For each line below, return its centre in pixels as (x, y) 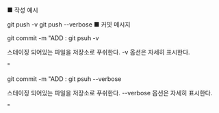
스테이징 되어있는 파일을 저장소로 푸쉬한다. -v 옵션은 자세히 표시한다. (99, 52)
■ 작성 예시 (23, 10)
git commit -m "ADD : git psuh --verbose (64, 79)
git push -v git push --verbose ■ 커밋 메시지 (69, 25)
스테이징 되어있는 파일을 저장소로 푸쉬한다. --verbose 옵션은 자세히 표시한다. (110, 93)
